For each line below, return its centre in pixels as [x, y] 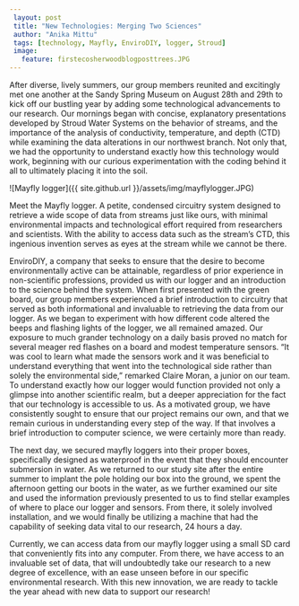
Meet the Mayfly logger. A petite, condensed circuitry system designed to [145, 206]
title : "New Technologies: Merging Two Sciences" [107, 26]
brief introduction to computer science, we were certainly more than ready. [148, 433]
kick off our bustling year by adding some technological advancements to [145, 104]
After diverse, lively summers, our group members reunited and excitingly [145, 85]
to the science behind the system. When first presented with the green [140, 290]
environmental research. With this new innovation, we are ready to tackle [144, 582]
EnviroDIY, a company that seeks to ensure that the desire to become [137, 261]
